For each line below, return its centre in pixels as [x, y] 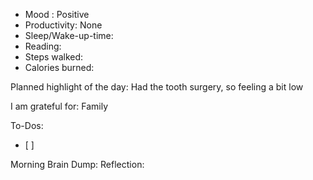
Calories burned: [59, 67]
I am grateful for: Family [59, 106]
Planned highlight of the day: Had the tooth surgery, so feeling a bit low [157, 87]
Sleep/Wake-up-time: [69, 35]
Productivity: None [63, 25]
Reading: [43, 46]
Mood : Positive [57, 14]
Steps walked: [54, 57]
